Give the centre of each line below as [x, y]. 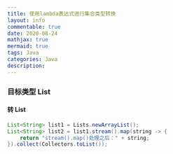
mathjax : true [28, 40]
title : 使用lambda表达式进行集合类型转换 [62, 14]
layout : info [26, 20]
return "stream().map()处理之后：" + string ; [85, 138]
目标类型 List [29, 92]
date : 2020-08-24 [33, 33]
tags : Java [23, 53]
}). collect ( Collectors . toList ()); [58, 144]
